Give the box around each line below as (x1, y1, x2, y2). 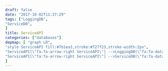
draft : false (5, 7, 32, 12)
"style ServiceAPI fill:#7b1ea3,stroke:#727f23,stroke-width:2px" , (5, 44, 149, 49)
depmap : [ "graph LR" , (5, 40, 52, 45)
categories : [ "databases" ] (5, 35, 61, 40)
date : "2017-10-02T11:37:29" (5, 12, 66, 17)
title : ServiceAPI (5, 30, 43, 35)
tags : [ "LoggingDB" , (5, 16, 48, 21)
